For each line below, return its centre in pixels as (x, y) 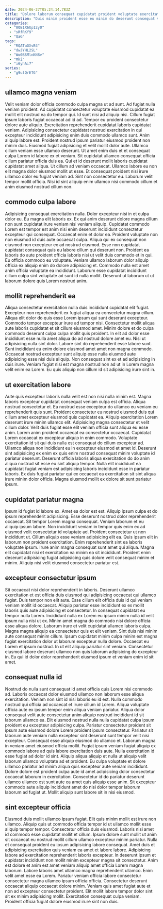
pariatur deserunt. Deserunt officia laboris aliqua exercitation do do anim (77, 458)
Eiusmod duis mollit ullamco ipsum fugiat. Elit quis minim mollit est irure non (81, 819)
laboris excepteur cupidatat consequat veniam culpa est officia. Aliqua (75, 402)
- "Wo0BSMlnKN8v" (27, 55)
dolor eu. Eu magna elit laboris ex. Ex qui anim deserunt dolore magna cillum (81, 219)
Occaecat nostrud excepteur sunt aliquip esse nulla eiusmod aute (71, 354)
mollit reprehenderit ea (41, 296)
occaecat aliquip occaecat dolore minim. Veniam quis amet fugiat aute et (78, 886)
